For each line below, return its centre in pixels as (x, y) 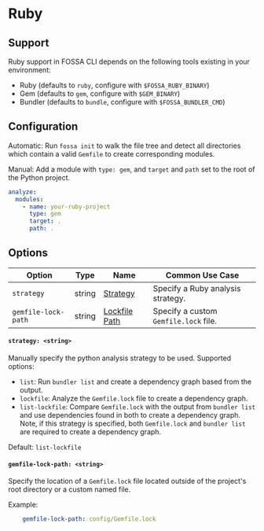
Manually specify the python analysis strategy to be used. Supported (120, 358)
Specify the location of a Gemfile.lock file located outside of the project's (127, 481)
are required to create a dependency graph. (90, 432)
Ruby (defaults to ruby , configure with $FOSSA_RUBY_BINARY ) (114, 85)
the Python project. (39, 177)
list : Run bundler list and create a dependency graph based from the (136, 382)
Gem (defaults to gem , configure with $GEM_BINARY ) (100, 94)
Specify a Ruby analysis (197, 288)
